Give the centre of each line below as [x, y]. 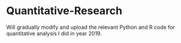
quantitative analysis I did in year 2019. [54, 33]
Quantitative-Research [64, 11]
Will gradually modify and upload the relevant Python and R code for [90, 27]
